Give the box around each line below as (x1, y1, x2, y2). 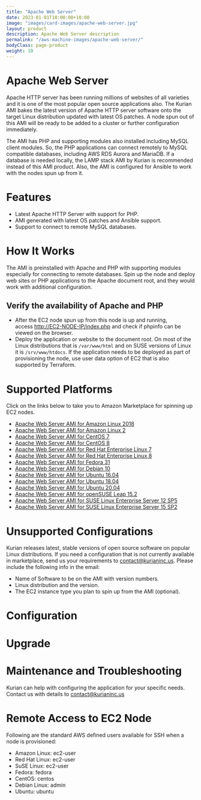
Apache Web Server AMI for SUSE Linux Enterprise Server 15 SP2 (14, 503, 178, 511)
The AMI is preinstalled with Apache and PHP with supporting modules (6, 264, 181, 271)
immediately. (6, 126, 38, 133)
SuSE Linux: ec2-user (14, 762, 69, 769)
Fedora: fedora (14, 768, 52, 776)
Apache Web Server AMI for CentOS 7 (14, 433, 110, 440)
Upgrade (6, 636, 51, 650)
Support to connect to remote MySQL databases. (14, 223, 137, 230)
